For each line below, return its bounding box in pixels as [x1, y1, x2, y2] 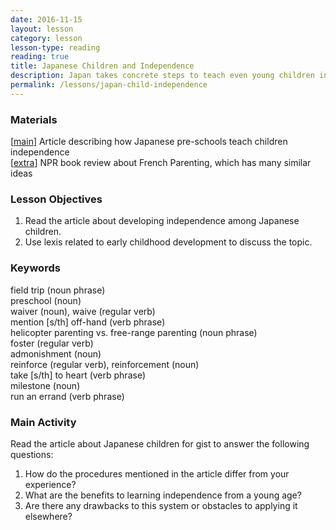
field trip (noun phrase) [10, 284, 106, 296]
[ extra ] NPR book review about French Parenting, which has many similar [10, 157, 312, 169]
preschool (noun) [10, 294, 82, 306]
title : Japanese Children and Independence [10, 61, 195, 71]
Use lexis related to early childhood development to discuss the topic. [24, 236, 313, 248]
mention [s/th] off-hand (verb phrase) [10, 316, 166, 328]
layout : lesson [10, 24, 74, 34]
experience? [24, 478, 77, 490]
